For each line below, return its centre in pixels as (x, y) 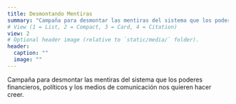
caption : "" (31, 53)
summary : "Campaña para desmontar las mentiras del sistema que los (110, 20)
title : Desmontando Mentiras (50, 14)
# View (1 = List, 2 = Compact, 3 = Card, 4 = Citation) (92, 27)
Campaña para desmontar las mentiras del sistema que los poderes (105, 79)
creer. (16, 94)
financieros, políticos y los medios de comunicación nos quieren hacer (110, 87)
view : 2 (19, 33)
